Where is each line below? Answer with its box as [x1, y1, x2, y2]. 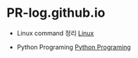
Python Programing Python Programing [16, 43, 131, 51]
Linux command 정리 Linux [16, 29, 94, 37]
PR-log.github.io [6, 5, 106, 21]
